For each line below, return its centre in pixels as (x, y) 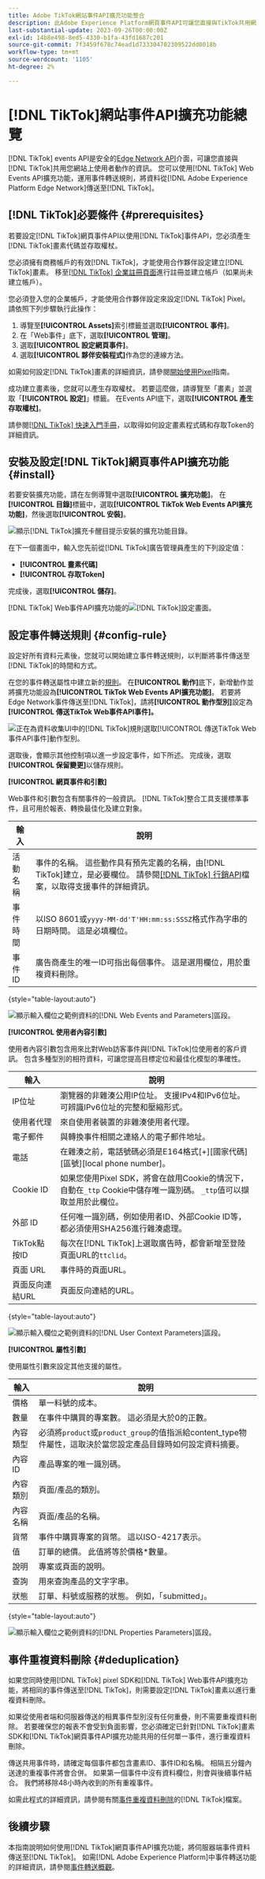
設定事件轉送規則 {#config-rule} (88, 635)
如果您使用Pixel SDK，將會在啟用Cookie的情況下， (154, 1178)
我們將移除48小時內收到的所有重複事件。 (90, 1782)
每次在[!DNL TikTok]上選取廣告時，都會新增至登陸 (153, 1243)
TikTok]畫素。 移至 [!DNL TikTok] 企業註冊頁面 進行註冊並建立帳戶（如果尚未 (131, 272)
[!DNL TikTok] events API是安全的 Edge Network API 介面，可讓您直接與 (123, 158)
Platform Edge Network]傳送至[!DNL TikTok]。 (84, 188)
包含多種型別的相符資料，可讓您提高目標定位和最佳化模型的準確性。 (134, 1059)
